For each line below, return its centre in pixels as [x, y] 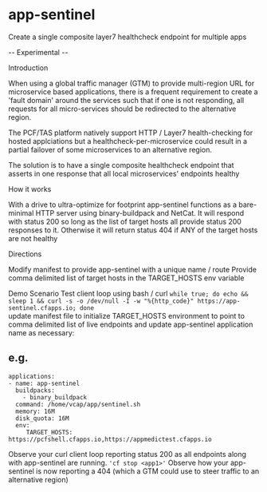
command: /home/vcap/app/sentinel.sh [78, 404]
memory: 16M [35, 411]
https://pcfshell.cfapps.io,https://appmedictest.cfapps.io [110, 439]
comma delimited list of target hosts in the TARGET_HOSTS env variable [126, 278]
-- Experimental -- [38, 52]
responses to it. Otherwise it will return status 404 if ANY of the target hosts [133, 230]
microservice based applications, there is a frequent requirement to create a [133, 91]
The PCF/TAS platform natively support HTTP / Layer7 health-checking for [131, 133]
